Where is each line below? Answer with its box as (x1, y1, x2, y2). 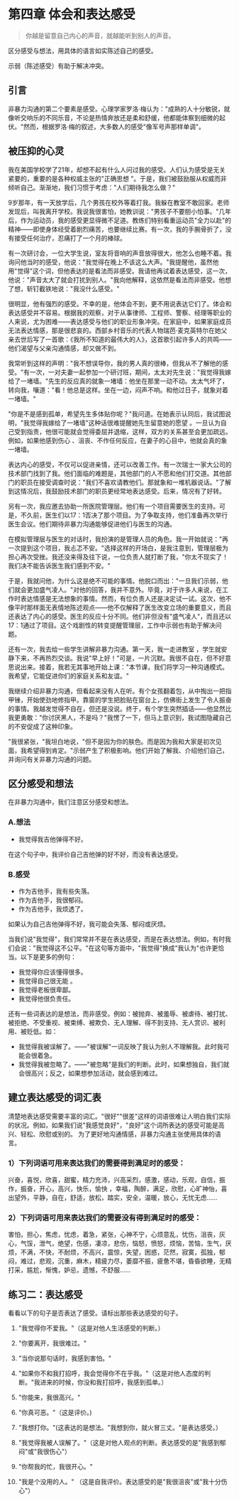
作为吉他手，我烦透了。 (18, 904, 87, 913)
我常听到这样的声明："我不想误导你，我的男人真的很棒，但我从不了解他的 (8, 359, 223, 367)
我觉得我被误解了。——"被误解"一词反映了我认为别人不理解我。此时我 (18, 1042, 223, 1051)
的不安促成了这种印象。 (8, 722, 77, 730)
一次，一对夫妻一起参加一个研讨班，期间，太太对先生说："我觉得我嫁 (29, 367, 232, 376)
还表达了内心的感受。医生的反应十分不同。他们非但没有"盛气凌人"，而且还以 (8, 612, 232, 620)
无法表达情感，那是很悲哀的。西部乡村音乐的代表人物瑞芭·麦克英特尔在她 (8, 326, 222, 335)
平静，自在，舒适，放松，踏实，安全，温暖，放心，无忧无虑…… (32, 1193, 218, 1202)
